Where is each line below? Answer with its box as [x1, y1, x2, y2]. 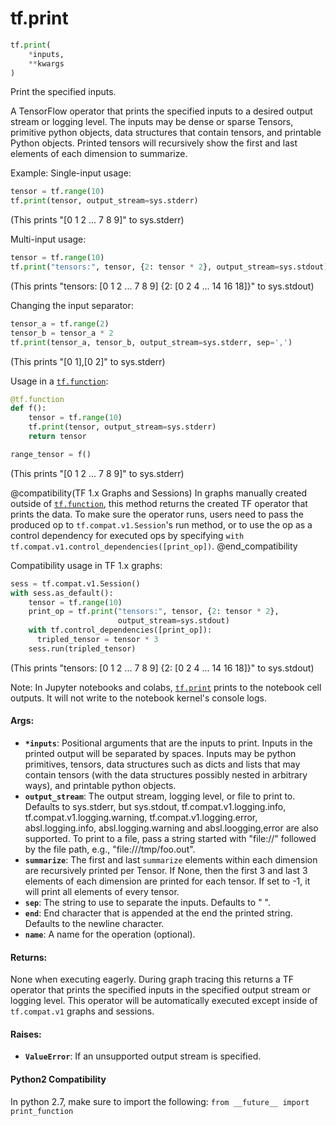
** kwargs [28, 58, 65, 69]
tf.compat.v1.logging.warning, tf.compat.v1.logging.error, [24, 812, 258, 824]
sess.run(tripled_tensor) [28, 643, 137, 654]
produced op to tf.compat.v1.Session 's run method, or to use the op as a [10, 518, 313, 531]
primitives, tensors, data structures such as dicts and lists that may [24, 758, 301, 771]
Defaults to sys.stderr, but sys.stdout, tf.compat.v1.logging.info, [24, 801, 287, 813]
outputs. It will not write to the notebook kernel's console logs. [10, 692, 268, 704]
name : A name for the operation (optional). [24, 928, 196, 941]
